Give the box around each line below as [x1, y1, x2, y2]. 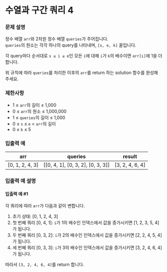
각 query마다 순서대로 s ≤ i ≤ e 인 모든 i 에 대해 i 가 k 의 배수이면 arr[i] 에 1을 [5, 53, 157, 59]
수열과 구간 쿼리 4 [5, 4, 74, 16]
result [123, 153, 137, 160]
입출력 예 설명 [5, 177, 36, 184]
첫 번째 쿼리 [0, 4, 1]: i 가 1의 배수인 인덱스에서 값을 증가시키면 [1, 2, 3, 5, [12, 219, 154, 225]
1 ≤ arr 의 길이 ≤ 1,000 [12, 102, 56, 108]
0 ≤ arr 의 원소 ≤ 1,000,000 [12, 108, 67, 114]
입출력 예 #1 [5, 190, 28, 196]
